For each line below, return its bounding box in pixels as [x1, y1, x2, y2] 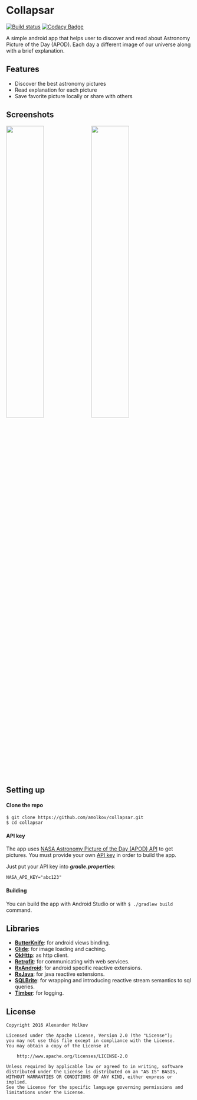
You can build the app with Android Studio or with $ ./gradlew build [6, 900, 173, 907]
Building [6, 887, 27, 894]
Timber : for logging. [14, 989, 64, 997]
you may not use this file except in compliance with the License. [6, 1038, 176, 1044]
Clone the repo [6, 801, 43, 808]
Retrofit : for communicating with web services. [14, 958, 130, 965]
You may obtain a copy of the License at [6, 1043, 110, 1049]
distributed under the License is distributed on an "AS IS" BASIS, [6, 1069, 178, 1075]
